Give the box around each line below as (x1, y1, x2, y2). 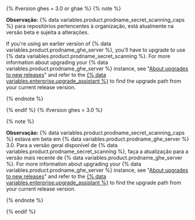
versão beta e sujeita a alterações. (6, 29, 89, 36)
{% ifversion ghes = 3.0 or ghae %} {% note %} (6, 5, 121, 12)
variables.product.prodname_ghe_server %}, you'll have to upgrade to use (6, 46, 186, 53)
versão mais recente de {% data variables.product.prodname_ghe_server (6, 154, 183, 161)
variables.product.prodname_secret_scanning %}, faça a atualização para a (6, 148, 189, 155)
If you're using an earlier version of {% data (6, 40, 111, 47)
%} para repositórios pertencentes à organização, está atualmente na (6, 23, 174, 29)
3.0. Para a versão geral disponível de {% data (6, 142, 118, 148)
